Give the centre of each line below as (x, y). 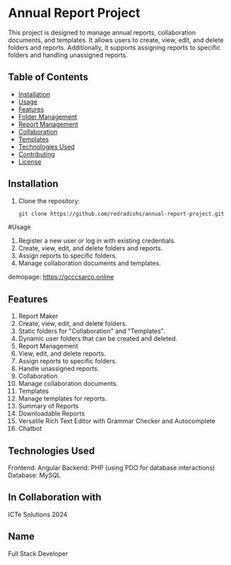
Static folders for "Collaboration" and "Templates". (91, 331)
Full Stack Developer (38, 553)
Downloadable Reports (52, 413)
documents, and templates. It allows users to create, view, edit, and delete (116, 40)
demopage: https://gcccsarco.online (61, 277)
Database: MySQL (34, 475)
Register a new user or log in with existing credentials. (97, 241)
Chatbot (30, 429)
